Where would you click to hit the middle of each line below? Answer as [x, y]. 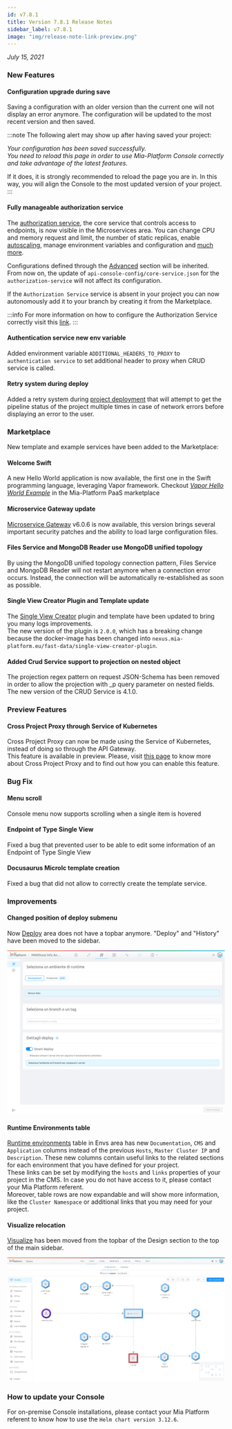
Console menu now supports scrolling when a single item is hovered [104, 814]
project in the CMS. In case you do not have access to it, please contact [109, 1180]
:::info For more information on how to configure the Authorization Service [112, 315]
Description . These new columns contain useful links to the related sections [116, 1158]
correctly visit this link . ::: [42, 322]
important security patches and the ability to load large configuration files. [113, 532]
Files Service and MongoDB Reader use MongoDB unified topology [105, 547]
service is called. [31, 368]
